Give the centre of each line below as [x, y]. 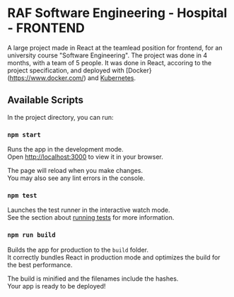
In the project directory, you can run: [60, 117]
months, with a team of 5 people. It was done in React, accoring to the [110, 62]
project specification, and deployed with [66, 70]
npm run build [31, 235]
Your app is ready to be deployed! [57, 286]
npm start [24, 135]
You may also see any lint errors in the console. [76, 178]
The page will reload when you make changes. [75, 171]
